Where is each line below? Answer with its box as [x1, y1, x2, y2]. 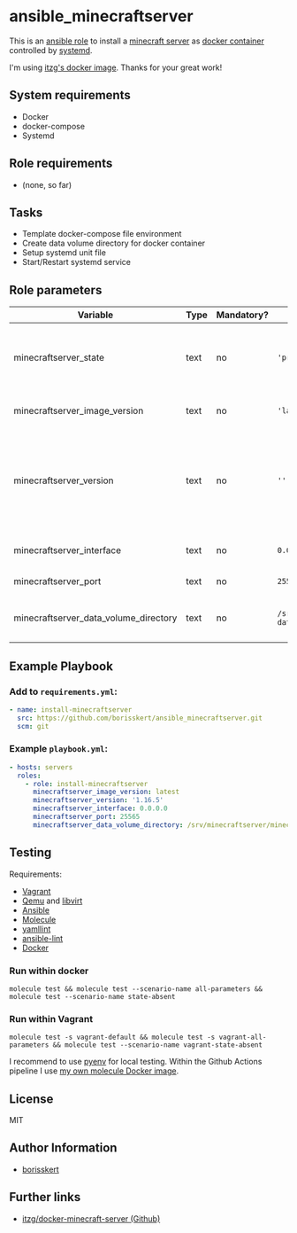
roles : [17, 771, 42, 780]
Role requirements [9, 156, 113, 171]
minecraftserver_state [13, 352, 104, 364]
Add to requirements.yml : [9, 685, 118, 698]
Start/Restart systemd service [21, 257, 131, 268]
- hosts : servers [9, 762, 73, 772]
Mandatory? [216, 308, 270, 321]
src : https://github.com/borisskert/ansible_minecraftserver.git [17, 714, 263, 722]
